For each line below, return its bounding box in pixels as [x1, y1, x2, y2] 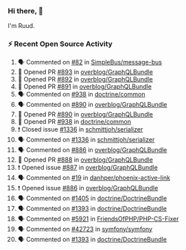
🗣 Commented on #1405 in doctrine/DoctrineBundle [17, 194, 167, 202]
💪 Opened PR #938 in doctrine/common [17, 117, 132, 125]
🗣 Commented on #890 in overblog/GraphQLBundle [17, 100, 167, 108]
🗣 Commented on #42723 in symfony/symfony [17, 225, 153, 233]
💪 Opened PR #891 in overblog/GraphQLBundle [17, 82, 152, 90]
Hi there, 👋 [8, 6, 44, 16]
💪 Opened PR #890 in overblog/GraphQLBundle [17, 110, 154, 118]
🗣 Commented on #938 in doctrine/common [17, 90, 146, 98]
